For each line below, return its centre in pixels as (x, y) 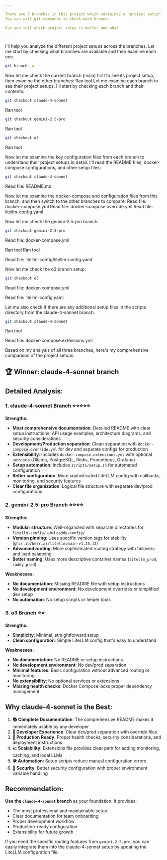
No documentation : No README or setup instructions (68, 660)
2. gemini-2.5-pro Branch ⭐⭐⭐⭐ (44, 505)
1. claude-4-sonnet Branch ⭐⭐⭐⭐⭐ (48, 406)
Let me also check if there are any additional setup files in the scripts (76, 307)
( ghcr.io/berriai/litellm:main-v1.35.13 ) (55, 543)
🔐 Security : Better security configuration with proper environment (80, 768)
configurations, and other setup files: (63, 167)
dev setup (23, 594)
